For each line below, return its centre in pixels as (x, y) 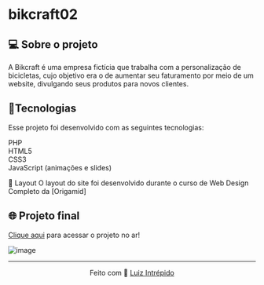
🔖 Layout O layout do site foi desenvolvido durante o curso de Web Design (128, 183)
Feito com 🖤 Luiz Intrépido (132, 272)
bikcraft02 (43, 15)
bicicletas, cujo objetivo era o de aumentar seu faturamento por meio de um (131, 75)
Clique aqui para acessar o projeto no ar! (74, 235)
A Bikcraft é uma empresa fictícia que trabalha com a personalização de (125, 67)
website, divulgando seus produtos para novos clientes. (99, 84)
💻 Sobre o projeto (53, 44)
